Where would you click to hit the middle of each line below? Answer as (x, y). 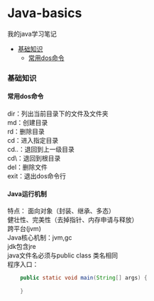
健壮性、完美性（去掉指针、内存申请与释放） (73, 220)
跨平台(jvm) (24, 229)
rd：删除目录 (26, 132)
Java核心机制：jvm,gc (40, 238)
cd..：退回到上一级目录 (41, 149)
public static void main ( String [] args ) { (84, 278)
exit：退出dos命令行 (37, 176)
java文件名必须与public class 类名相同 (63, 255)
